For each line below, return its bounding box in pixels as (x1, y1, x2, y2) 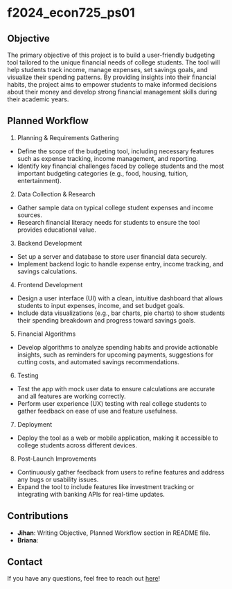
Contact (7, 556, 43, 568)
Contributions (7, 510, 69, 522)
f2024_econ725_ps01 (7, 5, 135, 21)
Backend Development (17, 239, 82, 247)
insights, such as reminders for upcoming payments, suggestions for (17, 350, 214, 359)
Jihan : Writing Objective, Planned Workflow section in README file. (17, 529, 211, 537)
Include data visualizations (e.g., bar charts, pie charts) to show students (17, 309, 225, 317)
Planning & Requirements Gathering (17, 133, 119, 142)
